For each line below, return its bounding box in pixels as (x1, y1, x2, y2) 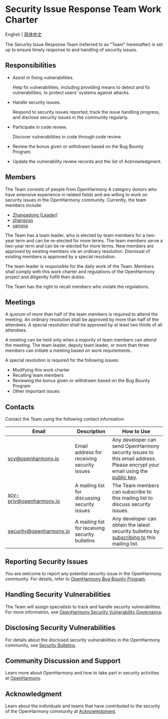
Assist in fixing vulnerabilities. (12, 74, 74, 81)
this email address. (112, 455, 156, 462)
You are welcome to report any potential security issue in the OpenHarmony (5, 571, 161, 576)
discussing (74, 495, 100, 502)
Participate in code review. (12, 124, 67, 130)
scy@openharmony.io (7, 455, 59, 462)
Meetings (5, 298, 36, 306)
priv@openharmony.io (7, 498, 60, 505)
